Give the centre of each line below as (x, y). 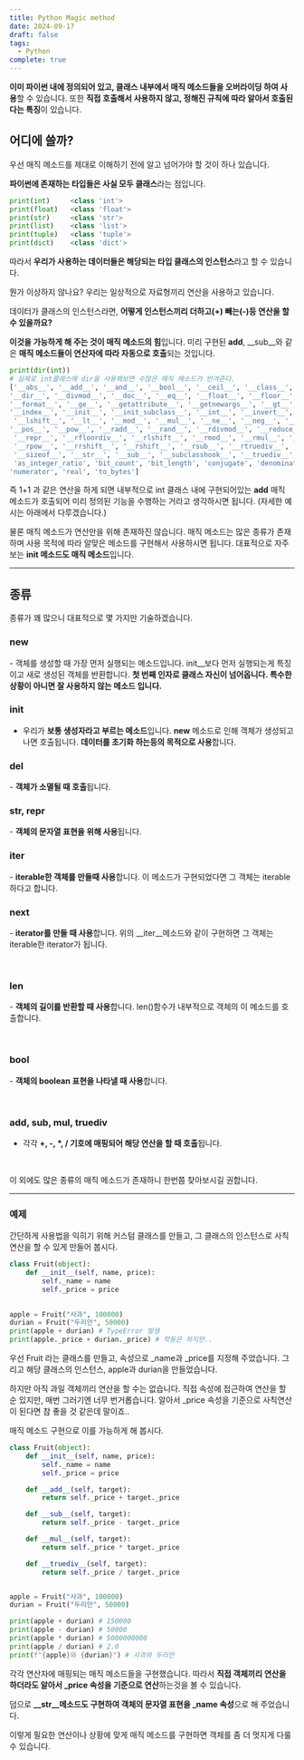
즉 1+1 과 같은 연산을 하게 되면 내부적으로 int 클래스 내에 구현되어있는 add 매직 (147, 490)
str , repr (27, 811)
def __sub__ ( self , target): (78, 1514)
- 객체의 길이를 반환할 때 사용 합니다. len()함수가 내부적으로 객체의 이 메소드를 (144, 1006)
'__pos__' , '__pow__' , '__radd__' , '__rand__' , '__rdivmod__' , (131, 430)
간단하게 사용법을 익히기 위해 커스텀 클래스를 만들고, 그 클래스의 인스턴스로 (141, 1236)
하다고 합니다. (34, 888)
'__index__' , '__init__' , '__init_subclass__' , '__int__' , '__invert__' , (152, 413)
